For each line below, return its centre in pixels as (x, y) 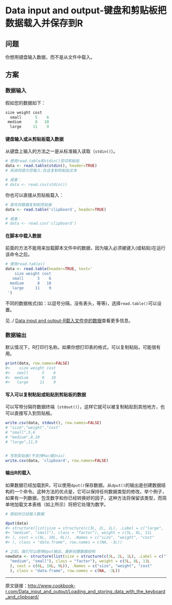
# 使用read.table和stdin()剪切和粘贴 (42, 161)
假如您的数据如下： (26, 102)
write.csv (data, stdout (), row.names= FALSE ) (53, 423)
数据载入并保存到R (44, 23)
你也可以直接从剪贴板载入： (35, 195)
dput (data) (17, 523)
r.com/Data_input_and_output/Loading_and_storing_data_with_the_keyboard (85, 592)
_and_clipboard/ (22, 597)
